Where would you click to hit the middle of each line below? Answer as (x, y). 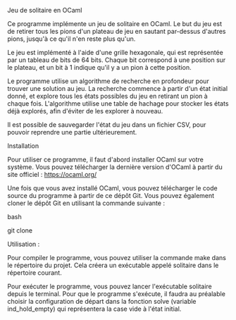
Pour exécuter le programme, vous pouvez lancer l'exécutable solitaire (110, 286)
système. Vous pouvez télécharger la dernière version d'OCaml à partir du (115, 167)
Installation (23, 146)
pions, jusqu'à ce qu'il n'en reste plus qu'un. (72, 39)
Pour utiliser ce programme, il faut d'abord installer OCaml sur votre (106, 159)
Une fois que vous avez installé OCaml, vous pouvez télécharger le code (112, 188)
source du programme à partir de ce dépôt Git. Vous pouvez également (111, 196)
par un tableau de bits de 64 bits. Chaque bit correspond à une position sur (117, 60)
